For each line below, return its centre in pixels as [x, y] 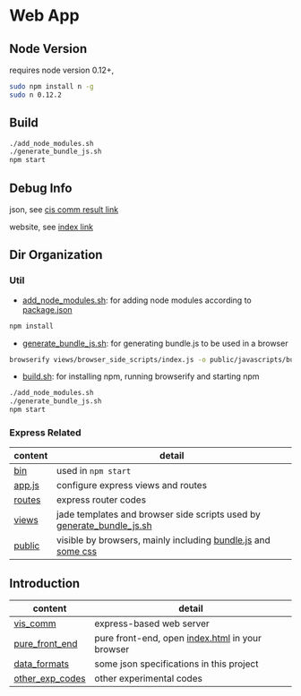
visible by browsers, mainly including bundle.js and [163, 540]
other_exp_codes [50, 679]
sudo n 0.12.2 [36, 95]
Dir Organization [56, 255]
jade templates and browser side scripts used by [159, 514]
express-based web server [152, 623]
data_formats [42, 664]
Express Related [46, 433]
